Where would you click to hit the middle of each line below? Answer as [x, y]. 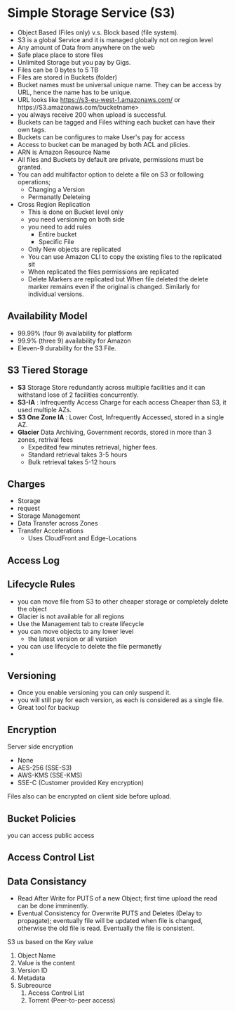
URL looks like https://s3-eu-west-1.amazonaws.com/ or [99, 99]
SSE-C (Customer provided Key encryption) [81, 783]
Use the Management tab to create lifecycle [81, 623]
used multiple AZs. [45, 409]
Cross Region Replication [54, 204]
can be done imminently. [53, 906]
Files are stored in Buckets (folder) [67, 77]
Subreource [34, 986]
